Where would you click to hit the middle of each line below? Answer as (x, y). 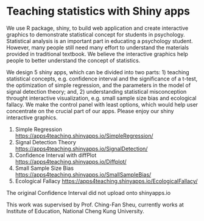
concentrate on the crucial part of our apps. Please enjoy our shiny (90, 111)
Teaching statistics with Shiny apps (98, 11)
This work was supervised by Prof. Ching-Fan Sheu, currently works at (95, 205)
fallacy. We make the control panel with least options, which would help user (102, 104)
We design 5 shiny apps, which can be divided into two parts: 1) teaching (98, 72)
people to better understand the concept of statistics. (73, 60)
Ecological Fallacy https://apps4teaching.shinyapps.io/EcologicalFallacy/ (106, 181)
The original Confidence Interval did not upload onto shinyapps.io (89, 192)
